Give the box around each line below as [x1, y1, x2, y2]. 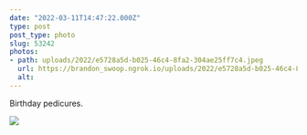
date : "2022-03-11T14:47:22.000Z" [9, 13, 142, 23]
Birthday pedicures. [9, 98, 84, 109]
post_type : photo [9, 30, 76, 39]
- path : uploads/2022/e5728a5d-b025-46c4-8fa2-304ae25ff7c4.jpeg [9, 56, 263, 65]
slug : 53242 [9, 38, 55, 48]
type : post [9, 22, 51, 31]
